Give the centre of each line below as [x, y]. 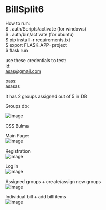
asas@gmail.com [23, 71]
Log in [12, 166]
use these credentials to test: [36, 60]
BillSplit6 [25, 9]
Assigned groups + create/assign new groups [53, 181]
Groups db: [17, 106]
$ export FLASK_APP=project [36, 45]
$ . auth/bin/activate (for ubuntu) [40, 34]
